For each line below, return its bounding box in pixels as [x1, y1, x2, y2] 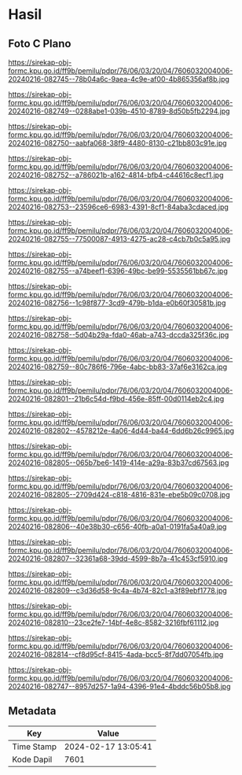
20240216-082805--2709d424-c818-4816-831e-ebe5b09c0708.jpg [8, 490, 230, 499]
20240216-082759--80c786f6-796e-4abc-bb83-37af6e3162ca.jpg [8, 362, 228, 371]
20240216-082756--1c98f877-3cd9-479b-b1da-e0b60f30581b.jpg [8, 298, 226, 308]
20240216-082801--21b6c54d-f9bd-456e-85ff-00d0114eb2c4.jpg [8, 394, 225, 403]
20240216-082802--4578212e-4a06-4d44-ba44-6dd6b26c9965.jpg [8, 426, 234, 435]
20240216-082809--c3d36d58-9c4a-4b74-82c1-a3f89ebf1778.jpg [8, 586, 228, 595]
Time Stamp [12, 741, 57, 752]
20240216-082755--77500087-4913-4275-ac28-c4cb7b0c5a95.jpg [8, 234, 231, 243]
